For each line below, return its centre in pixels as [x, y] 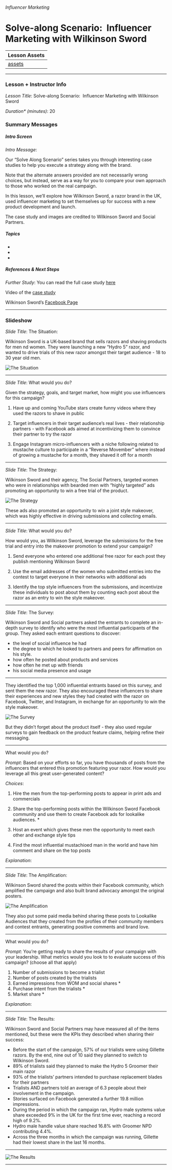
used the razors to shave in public [48, 413]
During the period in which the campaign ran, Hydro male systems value [89, 1109]
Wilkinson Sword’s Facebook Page [42, 302]
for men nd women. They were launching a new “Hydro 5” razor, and [78, 347]
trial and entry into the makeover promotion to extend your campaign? [79, 546]
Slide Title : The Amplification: [36, 875]
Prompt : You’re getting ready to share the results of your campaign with [81, 951]
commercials [26, 798]
